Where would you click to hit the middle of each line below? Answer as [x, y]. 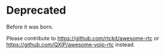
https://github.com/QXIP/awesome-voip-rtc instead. [70, 45]
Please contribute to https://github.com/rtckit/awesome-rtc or [83, 38]
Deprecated [36, 10]
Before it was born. [30, 27]
